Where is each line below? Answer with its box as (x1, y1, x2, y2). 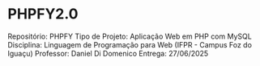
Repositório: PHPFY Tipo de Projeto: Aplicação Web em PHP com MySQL (7, 31, 252, 41)
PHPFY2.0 (7, 5, 79, 23)
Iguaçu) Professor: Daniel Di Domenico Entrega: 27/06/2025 (7, 48, 209, 58)
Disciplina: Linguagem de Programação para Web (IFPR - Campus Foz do (7, 39, 253, 49)
